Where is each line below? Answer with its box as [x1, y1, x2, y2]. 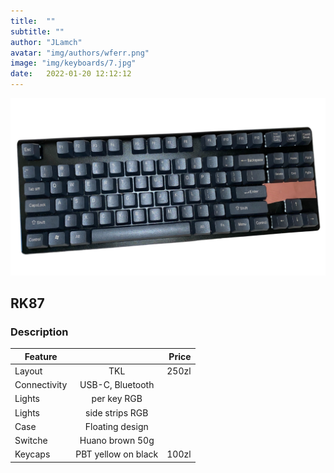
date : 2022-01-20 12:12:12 [10, 69, 132, 79]
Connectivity [14, 379, 68, 391]
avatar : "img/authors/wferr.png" [10, 48, 150, 58]
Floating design [84, 420, 149, 432]
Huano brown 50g [79, 435, 155, 447]
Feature [24, 350, 58, 362]
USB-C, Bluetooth [79, 379, 155, 391]
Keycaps [14, 448, 51, 460]
